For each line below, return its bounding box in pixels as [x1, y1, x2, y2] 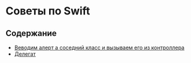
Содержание [5, 28, 57, 38]
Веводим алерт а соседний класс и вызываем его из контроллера [14, 44, 185, 51]
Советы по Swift [5, 4, 90, 18]
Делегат [14, 50, 37, 58]
